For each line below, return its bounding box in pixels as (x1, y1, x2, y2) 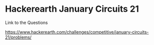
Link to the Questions (5, 20, 48, 25)
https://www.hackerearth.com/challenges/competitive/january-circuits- (5, 29, 149, 35)
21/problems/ (5, 34, 32, 40)
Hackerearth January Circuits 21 (5, 3, 139, 15)
